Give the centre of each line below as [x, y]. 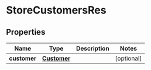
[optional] [128, 58]
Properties [26, 32]
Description [92, 49]
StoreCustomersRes [56, 10]
